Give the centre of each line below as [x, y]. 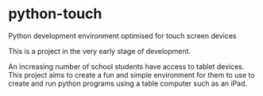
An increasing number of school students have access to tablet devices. [126, 66]
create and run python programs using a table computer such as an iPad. [128, 83]
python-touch [55, 14]
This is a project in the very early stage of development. [100, 51]
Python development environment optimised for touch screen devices [122, 36]
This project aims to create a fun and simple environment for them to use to [132, 75]
